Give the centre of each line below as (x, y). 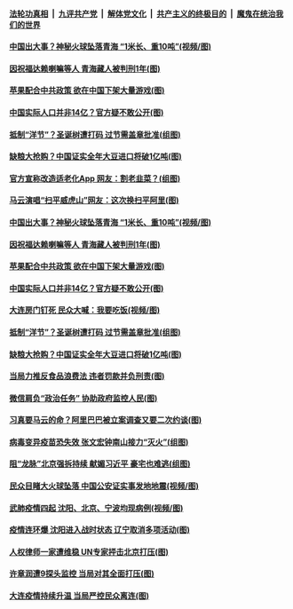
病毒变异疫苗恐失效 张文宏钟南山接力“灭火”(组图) (99, 442)
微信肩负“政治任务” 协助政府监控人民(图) (83, 398)
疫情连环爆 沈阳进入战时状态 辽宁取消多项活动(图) (100, 530)
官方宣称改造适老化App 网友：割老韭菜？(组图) (95, 178)
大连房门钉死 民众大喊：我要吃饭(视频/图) (85, 310)
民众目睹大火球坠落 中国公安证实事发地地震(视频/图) (104, 486)
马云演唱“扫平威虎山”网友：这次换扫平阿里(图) (94, 201)
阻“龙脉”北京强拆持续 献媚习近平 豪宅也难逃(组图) (100, 464)
